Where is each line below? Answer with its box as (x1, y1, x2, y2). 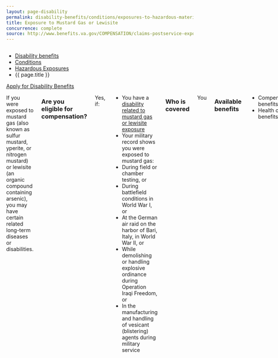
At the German (121, 214, 157, 221)
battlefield (121, 189, 147, 196)
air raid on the (121, 220, 156, 227)
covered (165, 105, 190, 113)
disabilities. (6, 246, 34, 253)
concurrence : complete (6, 25, 62, 31)
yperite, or (6, 145, 31, 152)
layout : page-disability (6, 8, 68, 15)
